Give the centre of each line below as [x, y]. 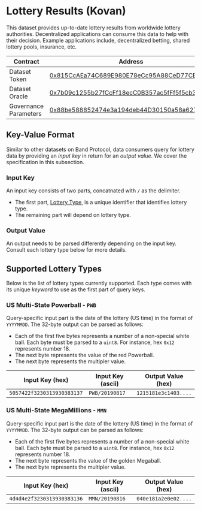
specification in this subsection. [45, 162]
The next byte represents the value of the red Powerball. [84, 355]
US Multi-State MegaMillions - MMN [57, 411]
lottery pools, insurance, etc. [41, 47]
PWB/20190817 [107, 393]
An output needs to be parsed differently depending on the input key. [91, 243]
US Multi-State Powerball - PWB [51, 305]
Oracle [19, 96]
